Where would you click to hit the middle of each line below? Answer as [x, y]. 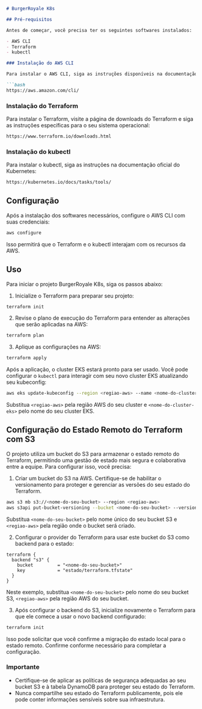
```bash [16, 85]
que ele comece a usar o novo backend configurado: [80, 616]
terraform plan [25, 336]
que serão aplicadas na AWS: [51, 324]
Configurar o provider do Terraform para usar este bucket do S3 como [102, 537]
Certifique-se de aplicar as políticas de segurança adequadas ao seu [100, 680]
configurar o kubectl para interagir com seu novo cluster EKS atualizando [97, 376]
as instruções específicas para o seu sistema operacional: [78, 126]
